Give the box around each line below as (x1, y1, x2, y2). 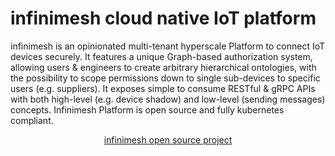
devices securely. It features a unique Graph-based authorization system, (10, 50, 313, 62)
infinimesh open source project (103, 133, 233, 146)
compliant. (10, 114, 54, 126)
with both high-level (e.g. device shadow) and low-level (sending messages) (10, 93, 326, 105)
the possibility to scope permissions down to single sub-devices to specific (10, 72, 321, 84)
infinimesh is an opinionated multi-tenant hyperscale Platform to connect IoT (10, 40, 326, 52)
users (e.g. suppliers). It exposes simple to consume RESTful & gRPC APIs (10, 82, 316, 94)
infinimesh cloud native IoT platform (10, 7, 317, 30)
